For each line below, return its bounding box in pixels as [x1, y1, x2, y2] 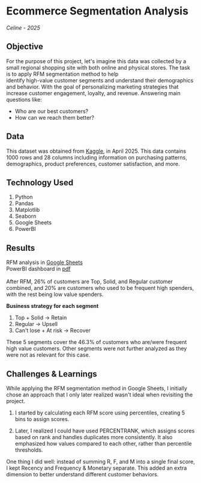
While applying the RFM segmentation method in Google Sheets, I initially [6, 385, 187, 392]
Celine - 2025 [6, 24, 40, 31]
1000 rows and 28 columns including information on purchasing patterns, [6, 153, 188, 161]
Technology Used [6, 177, 74, 188]
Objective [6, 42, 44, 52]
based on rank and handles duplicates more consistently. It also [14, 434, 173, 440]
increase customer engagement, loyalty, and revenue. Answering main [6, 89, 181, 97]
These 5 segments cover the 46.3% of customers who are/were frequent [6, 339, 187, 346]
